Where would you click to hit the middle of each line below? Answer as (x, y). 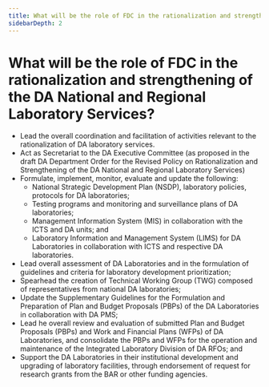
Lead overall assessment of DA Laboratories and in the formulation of (134, 264)
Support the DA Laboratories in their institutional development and (129, 357)
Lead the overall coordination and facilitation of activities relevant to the (138, 136)
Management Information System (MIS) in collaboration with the (137, 221)
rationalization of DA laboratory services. (87, 144)
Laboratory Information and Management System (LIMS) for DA (137, 238)
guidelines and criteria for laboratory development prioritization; (125, 272)
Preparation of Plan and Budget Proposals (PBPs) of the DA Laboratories (139, 306)
